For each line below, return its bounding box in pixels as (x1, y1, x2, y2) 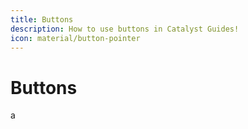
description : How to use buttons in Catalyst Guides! (10, 24, 240, 34)
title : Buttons (10, 14, 74, 25)
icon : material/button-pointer (10, 33, 141, 43)
